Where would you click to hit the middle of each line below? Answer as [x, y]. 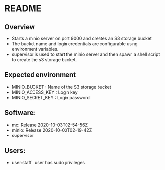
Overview [20, 27]
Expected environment [40, 75]
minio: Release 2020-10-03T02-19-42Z [52, 130]
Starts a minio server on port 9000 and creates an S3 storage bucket [82, 38]
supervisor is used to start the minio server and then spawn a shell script [86, 54]
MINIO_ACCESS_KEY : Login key [45, 92]
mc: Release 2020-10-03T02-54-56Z [50, 125]
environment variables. [35, 49]
